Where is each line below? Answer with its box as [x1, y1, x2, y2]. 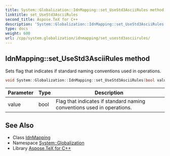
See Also [5, 121, 34, 130]
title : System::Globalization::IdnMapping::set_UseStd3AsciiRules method [5, 7, 164, 13]
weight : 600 [5, 31, 30, 36]
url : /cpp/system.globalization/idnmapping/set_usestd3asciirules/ [5, 36, 151, 41]
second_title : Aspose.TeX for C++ [5, 17, 78, 22]
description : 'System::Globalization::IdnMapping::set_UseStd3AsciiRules [5, 21, 164, 27]
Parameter [8, 89, 34, 96]
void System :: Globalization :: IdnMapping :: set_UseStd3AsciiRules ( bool [5, 77, 155, 83]
